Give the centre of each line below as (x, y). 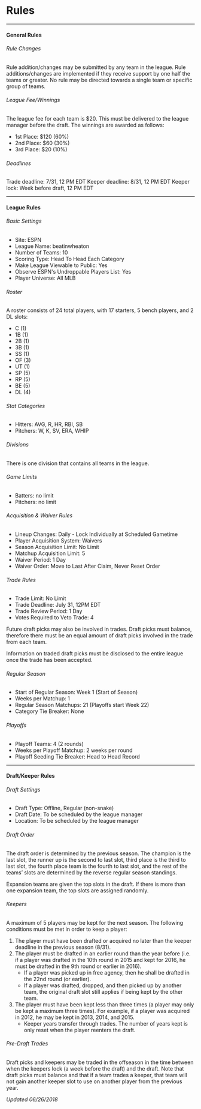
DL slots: (17, 317)
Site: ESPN (28, 239)
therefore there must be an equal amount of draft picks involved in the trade (100, 636)
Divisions (17, 444)
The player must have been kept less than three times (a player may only (104, 1004)
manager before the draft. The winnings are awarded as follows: (85, 125)
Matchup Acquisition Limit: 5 (50, 553)
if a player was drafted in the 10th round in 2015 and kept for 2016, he (100, 960)
